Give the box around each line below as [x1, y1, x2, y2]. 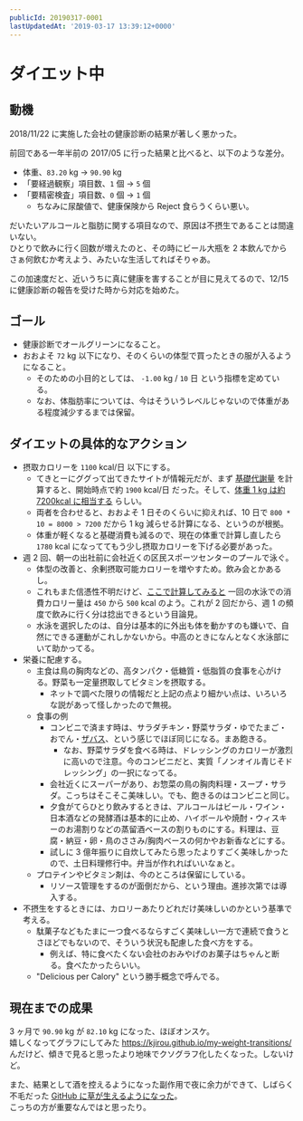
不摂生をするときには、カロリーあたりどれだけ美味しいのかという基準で [22, 903, 292, 915]
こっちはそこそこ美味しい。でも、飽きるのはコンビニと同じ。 [64, 790, 295, 801]
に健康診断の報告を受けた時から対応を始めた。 [9, 284, 184, 295]
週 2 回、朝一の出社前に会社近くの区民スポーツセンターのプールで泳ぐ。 [22, 552, 294, 563]
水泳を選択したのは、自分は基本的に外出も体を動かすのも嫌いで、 [35, 620, 282, 631]
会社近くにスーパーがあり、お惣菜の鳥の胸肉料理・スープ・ [49, 779, 271, 790]
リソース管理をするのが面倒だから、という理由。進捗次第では [49, 880, 279, 892]
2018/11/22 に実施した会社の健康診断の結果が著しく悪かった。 [9, 128, 242, 139]
